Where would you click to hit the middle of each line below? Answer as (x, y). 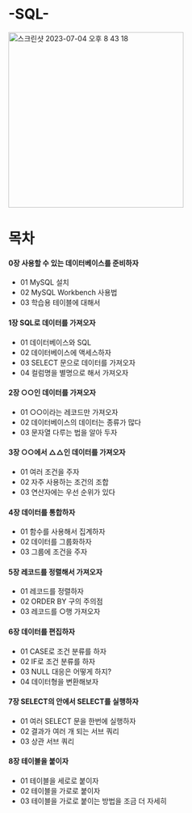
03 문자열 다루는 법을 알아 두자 (69, 432)
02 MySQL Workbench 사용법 (69, 293)
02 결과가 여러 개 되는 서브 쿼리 (69, 731)
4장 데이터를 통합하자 (42, 512)
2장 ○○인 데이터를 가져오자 (52, 392)
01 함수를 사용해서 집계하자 (63, 531)
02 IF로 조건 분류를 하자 (57, 661)
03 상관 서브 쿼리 (47, 741)
